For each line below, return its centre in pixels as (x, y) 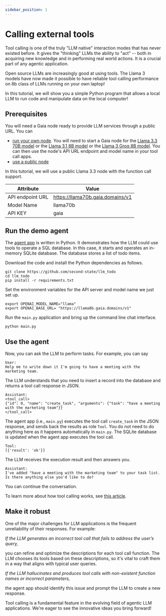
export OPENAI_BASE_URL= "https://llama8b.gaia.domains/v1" (68, 308)
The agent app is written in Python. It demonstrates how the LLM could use (82, 243)
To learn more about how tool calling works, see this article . (66, 496)
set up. (12, 295)
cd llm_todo (17, 276)
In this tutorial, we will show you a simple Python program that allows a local (83, 93)
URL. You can (19, 131)
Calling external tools (50, 34)
